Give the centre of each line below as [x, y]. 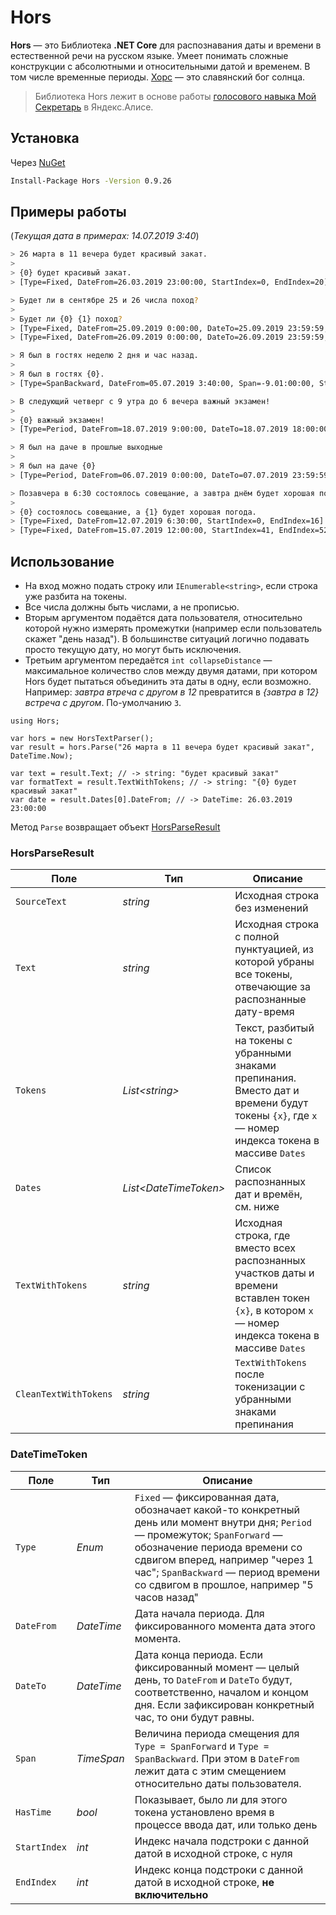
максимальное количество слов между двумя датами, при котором [171, 670]
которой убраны [274, 962]
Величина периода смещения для [217, 1733]
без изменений [271, 908]
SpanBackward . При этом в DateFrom [217, 1758]
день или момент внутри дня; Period [223, 1522]
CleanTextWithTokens [64, 1394]
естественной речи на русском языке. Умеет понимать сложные [149, 55]
